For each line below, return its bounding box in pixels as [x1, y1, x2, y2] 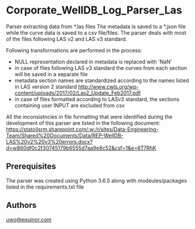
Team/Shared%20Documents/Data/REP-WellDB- [6, 132, 124, 139]
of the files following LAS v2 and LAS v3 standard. [6, 35, 128, 42]
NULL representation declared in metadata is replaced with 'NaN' [14, 58, 172, 65]
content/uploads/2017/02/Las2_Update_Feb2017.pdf [14, 89, 141, 96]
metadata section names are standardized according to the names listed [14, 77, 189, 84]
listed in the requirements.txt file [6, 183, 84, 190]
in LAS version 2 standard [14, 83, 77, 90]
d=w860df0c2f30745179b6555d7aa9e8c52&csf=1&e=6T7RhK [6, 144, 156, 151]
